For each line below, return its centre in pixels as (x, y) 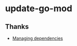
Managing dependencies (38, 38)
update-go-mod (39, 9)
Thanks (17, 27)
